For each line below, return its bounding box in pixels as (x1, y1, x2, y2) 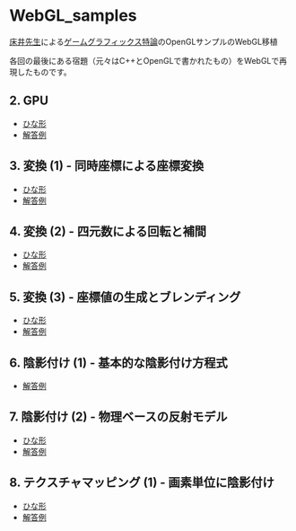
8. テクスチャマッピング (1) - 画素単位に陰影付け (9, 475, 275, 491)
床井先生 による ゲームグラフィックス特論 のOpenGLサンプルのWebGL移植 (9, 36, 278, 47)
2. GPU (9, 93, 49, 109)
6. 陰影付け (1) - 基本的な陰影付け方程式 (9, 355, 228, 370)
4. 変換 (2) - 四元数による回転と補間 (9, 224, 207, 239)
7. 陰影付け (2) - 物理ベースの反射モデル (9, 410, 228, 425)
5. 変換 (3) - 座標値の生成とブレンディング (9, 289, 241, 305)
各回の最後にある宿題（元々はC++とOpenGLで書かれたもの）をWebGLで (9, 55, 280, 66)
